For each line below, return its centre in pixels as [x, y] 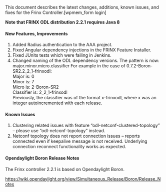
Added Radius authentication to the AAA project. [62, 45]
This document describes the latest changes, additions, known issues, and [82, 7]
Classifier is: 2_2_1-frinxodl [40, 92]
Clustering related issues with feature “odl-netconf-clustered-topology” [86, 125]
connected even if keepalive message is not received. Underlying [80, 141]
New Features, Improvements [36, 33]
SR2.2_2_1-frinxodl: [32, 71]
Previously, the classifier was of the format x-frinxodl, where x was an [84, 98]
